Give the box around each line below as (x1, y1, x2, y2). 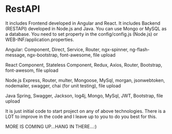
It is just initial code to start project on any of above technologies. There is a (5, 108, 166, 114)
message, (5, 52, 26, 58)
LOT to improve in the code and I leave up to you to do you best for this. (5, 113, 157, 120)
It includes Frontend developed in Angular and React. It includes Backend (5, 20, 161, 26)
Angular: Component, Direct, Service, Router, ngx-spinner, (5, 46, 129, 52)
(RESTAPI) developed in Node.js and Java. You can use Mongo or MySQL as (5, 25, 167, 31)
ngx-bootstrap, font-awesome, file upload (27, 52, 116, 58)
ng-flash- (129, 46, 150, 52)
